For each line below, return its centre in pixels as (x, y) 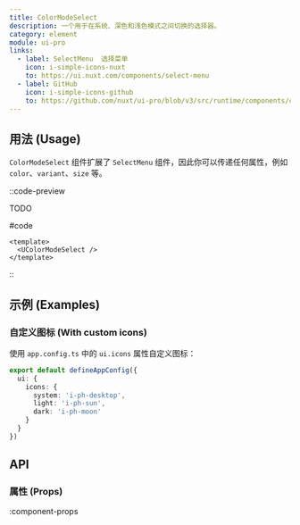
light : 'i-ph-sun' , (69, 404)
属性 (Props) (36, 492)
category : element (43, 34)
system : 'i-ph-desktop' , (79, 395)
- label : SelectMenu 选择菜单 (73, 59)
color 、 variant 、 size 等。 (58, 173)
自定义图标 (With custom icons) (78, 332)
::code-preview (37, 191)
